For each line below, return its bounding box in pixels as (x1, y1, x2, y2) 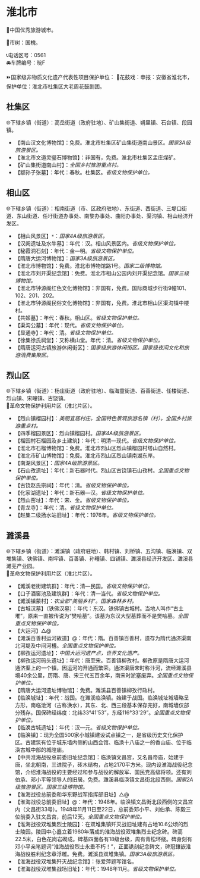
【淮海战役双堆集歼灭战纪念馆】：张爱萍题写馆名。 (14, 858, 138, 865)
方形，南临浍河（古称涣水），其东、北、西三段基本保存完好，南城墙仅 (14, 702, 184, 709)
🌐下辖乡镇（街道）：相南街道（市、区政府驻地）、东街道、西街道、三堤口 (6, 205, 182, 212)
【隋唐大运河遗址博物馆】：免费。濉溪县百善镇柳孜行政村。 (14, 687, 158, 694)
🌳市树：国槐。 (6, 39, 42, 46)
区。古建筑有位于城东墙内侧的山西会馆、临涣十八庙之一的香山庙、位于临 (14, 739, 192, 746)
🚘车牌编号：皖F (6, 59, 46, 66)
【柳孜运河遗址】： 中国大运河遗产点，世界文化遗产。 (14, 649, 142, 657)
